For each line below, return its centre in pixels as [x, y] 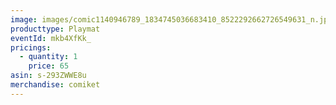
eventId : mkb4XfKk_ [51, 38]
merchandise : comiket [55, 85]
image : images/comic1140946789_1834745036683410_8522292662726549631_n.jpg [171, 19]
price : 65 [49, 66]
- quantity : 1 [48, 57]
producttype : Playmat [55, 29]
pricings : [31, 47]
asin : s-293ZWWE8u [48, 76]
